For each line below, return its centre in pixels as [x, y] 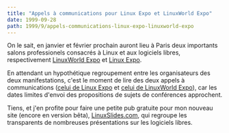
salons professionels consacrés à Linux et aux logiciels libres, [94, 53]
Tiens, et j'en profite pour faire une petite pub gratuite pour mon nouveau [110, 108]
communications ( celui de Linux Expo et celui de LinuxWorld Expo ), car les [112, 88]
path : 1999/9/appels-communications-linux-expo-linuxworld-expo [100, 26]
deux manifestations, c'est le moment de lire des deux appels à [96, 80]
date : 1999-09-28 [32, 20]
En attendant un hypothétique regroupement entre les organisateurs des [109, 73]
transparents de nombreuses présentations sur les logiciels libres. [100, 123]
